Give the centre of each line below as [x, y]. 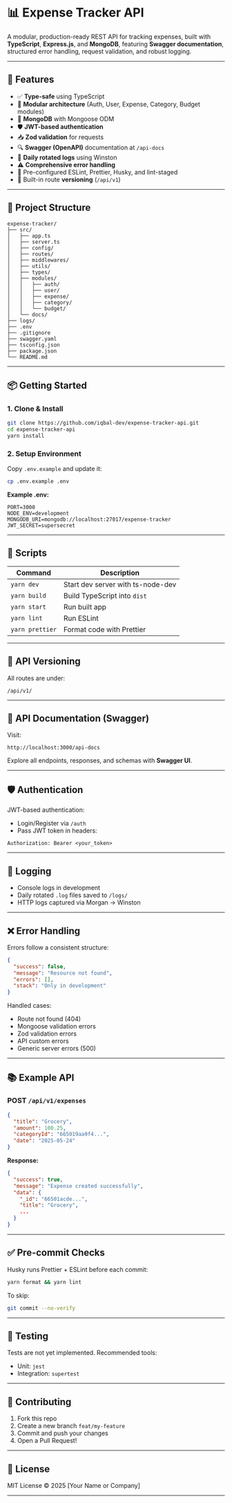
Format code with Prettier [105, 629]
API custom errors [43, 1041]
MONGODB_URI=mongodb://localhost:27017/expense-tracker [89, 519]
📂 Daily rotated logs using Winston [67, 157]
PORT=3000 [21, 508]
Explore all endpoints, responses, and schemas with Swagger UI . [100, 761]
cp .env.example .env [38, 481]
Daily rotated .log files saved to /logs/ [72, 895]
